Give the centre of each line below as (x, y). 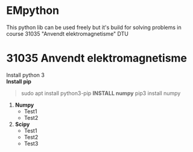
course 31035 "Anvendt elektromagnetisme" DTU (67, 33)
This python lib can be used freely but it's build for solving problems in (94, 27)
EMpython (33, 11)
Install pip (19, 81)
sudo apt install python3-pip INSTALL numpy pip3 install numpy (101, 93)
